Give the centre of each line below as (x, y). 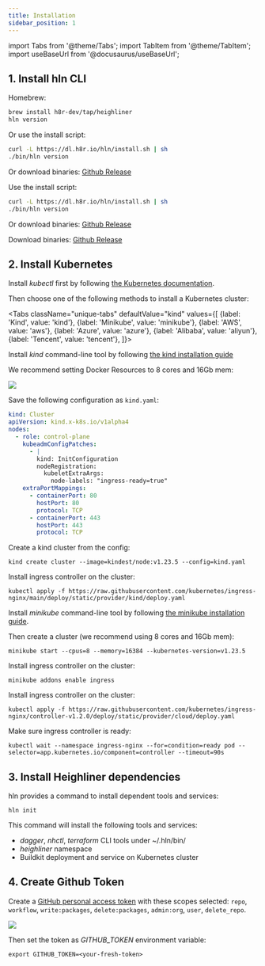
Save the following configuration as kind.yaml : (84, 400)
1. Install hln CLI (47, 79)
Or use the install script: (47, 135)
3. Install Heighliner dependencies (94, 777)
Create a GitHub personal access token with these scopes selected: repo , (128, 901)
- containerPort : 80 (63, 496)
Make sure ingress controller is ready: (70, 731)
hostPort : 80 (58, 503)
